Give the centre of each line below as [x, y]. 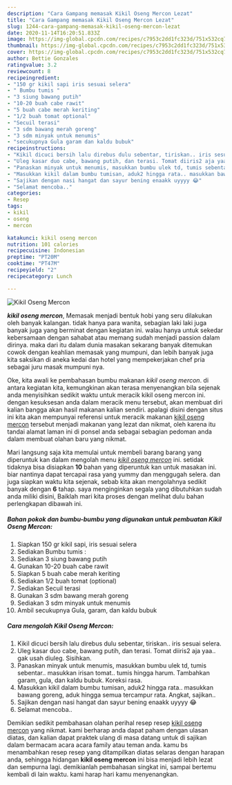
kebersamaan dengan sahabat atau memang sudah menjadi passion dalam [114, 337]
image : [17, 39]
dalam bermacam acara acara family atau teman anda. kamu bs [98, 745]
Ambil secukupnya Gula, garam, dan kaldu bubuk [87, 610]
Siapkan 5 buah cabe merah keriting [69, 573]
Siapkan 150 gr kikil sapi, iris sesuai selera [77, 544]
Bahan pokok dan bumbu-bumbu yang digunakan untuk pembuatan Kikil [115, 519]
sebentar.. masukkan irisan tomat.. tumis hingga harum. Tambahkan [114, 672]
